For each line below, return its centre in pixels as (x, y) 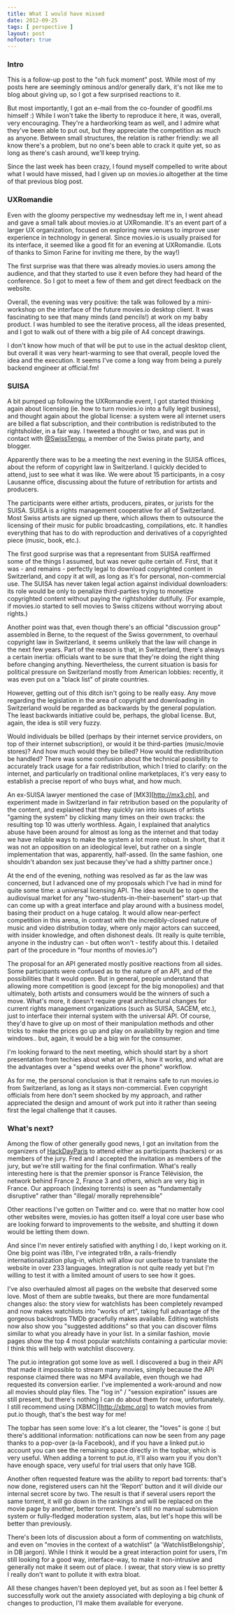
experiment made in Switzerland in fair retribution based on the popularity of (117, 802)
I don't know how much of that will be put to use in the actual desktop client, (117, 345)
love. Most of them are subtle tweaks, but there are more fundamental (108, 1297)
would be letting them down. (48, 1232)
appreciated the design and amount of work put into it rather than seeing (112, 1103)
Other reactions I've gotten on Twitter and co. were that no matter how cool (116, 1210)
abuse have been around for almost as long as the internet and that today (113, 832)
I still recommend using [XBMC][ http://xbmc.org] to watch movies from (110, 1407)
